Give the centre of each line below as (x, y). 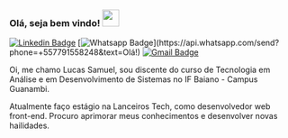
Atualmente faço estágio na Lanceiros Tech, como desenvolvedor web (140, 106)
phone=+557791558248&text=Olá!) (75, 52)
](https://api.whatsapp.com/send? (216, 43)
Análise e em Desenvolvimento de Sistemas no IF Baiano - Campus (134, 79)
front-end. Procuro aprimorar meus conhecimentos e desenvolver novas (144, 116)
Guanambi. (29, 89)
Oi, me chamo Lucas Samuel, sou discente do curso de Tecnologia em (140, 70)
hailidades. (29, 125)
